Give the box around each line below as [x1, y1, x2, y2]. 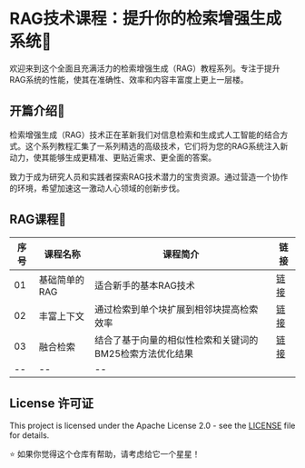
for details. [9, 430, 50, 441]
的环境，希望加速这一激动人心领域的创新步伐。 [9, 183, 184, 194]
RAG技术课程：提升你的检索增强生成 [9, 8, 282, 29]
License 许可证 [9, 395, 93, 411]
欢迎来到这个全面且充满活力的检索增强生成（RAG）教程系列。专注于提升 [9, 63, 280, 74]
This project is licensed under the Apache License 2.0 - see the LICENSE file [9, 420, 296, 432]
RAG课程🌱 [9, 212, 67, 227]
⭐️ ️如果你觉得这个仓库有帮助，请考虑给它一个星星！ [9, 449, 201, 460]
